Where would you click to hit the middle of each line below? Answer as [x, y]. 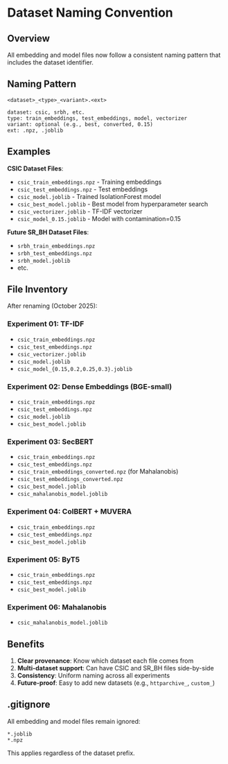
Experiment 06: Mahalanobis [57, 607]
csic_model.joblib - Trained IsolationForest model [89, 196]
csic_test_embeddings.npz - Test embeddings [82, 189]
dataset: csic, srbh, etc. [46, 112]
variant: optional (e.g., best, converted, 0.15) [80, 124]
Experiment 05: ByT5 [44, 559]
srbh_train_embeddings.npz [56, 246]
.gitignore [29, 705]
